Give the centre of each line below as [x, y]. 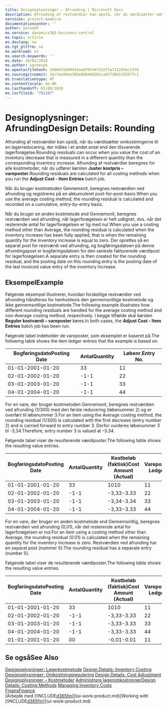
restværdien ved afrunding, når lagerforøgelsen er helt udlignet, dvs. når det [83, 219]
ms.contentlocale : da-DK [31, 84]
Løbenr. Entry [139, 354]
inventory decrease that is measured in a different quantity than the [74, 158]
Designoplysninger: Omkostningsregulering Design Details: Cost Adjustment [83, 675]
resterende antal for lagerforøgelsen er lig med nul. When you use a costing [82, 225]
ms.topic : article [24, 38]
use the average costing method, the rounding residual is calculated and [79, 199]
